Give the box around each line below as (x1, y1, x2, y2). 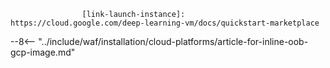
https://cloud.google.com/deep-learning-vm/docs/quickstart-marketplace (10, 18, 320, 28)
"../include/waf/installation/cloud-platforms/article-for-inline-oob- (38, 36, 309, 47)
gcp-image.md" (10, 46, 76, 58)
